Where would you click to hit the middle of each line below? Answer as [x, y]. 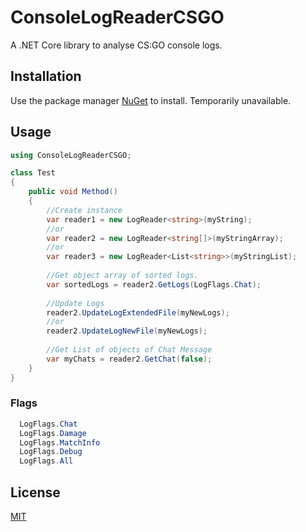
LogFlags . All [46, 461]
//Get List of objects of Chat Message [129, 350]
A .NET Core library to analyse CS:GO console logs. [116, 45]
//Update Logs [75, 303]
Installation [46, 76]
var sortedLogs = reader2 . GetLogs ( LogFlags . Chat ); [154, 284]
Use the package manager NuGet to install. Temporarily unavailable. [151, 100]
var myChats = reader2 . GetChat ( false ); [129, 359]
